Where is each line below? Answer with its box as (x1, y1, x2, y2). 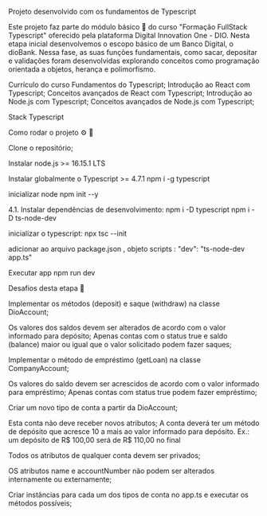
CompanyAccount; (8, 364, 69, 373)
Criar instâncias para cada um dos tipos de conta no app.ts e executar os (8, 490, 249, 499)
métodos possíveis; (8, 498, 73, 508)
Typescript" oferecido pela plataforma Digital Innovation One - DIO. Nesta (8, 31, 250, 40)
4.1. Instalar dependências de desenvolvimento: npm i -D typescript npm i (8, 205, 250, 214)
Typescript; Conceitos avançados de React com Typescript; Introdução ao (8, 88, 253, 98)
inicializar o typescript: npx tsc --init (8, 229, 128, 238)
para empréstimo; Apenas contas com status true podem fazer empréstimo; (8, 388, 257, 397)
